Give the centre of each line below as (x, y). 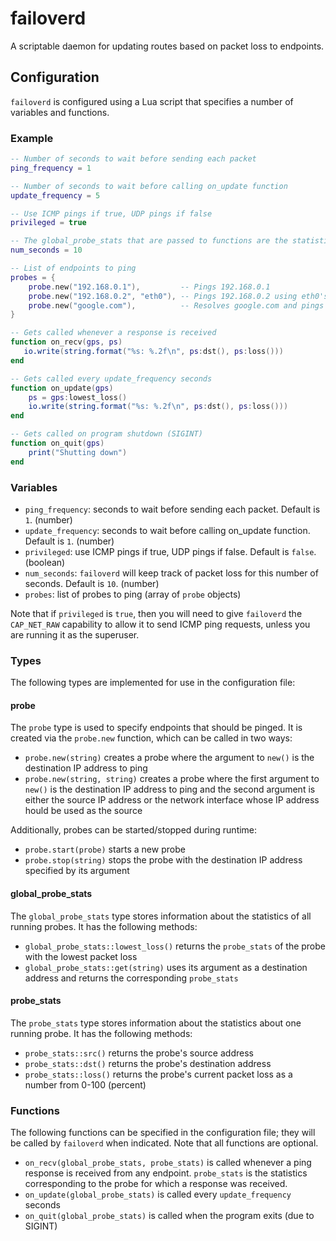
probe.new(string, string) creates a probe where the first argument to (172, 779)
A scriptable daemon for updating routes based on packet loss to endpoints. (167, 46)
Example (32, 138)
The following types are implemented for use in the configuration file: (153, 683)
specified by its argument (77, 871)
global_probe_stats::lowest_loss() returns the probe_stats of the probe (175, 946)
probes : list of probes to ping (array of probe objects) (133, 594)
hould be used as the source (83, 811)
